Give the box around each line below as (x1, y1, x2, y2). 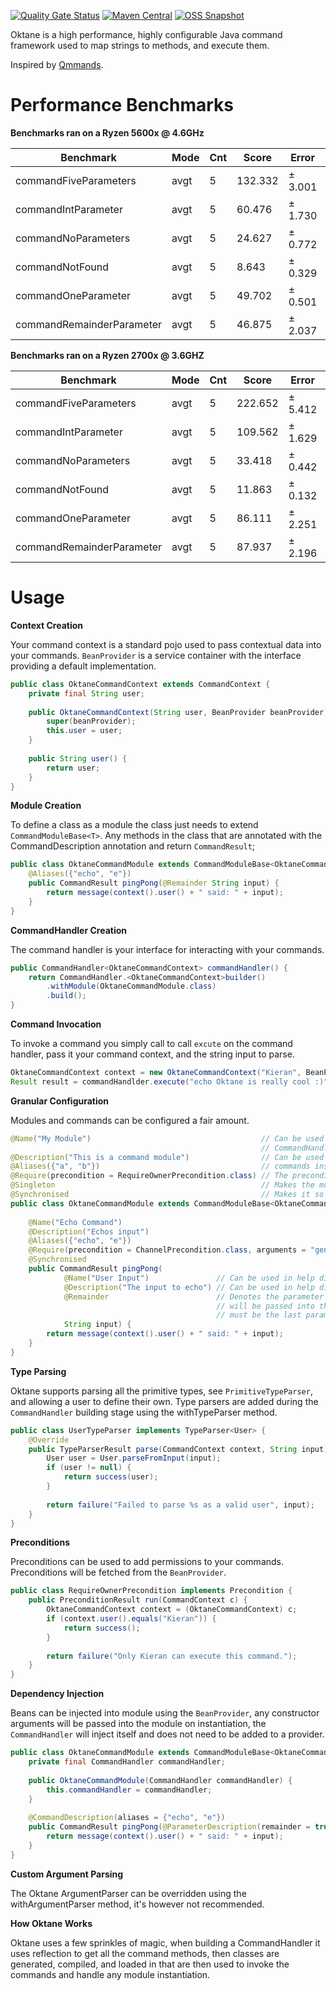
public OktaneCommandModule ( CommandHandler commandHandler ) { (28, 1775, 293, 1785)
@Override (28, 1435, 70, 1445)
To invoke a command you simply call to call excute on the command (10, 1038, 293, 1049)
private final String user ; (28, 688, 145, 699)
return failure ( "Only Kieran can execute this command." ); (46, 1651, 298, 1661)
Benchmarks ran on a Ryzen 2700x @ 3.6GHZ (10, 349, 205, 361)
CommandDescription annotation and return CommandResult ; (10, 840, 256, 852)
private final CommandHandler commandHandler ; (28, 1757, 226, 1767)
